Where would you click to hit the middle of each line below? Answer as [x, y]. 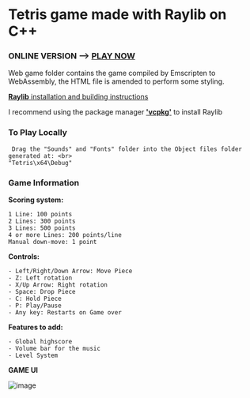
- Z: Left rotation [40, 278]
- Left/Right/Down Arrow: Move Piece [70, 271]
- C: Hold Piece [35, 299]
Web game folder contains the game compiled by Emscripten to [112, 73]
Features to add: [36, 327]
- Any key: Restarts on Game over [65, 313]
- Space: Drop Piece [42, 292]
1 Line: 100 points [40, 215]
